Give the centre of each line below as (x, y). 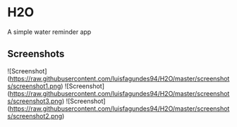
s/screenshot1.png (34, 86)
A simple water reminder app (49, 32)
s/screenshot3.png (35, 101)
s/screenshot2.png (35, 116)
